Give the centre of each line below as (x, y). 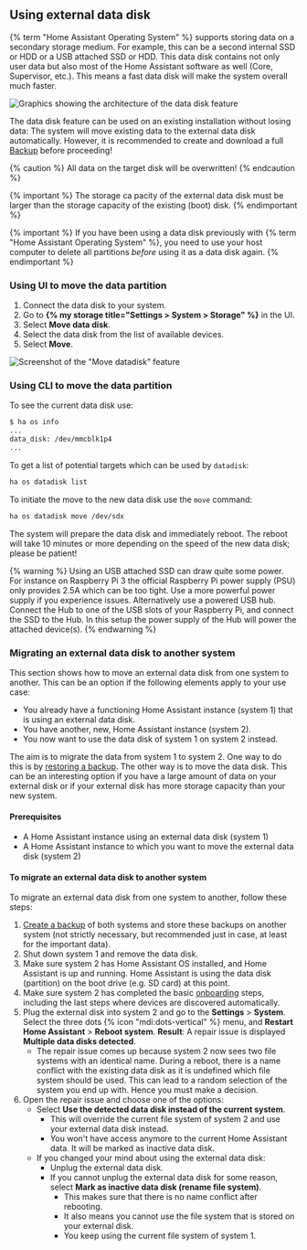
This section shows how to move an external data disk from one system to (149, 672)
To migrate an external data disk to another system (108, 877)
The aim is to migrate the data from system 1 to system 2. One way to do (146, 756)
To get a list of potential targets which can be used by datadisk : (129, 465)
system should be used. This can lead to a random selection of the (162, 1080)
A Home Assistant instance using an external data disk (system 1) (146, 837)
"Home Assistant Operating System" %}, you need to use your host (136, 242)
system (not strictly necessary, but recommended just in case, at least (155, 935)
